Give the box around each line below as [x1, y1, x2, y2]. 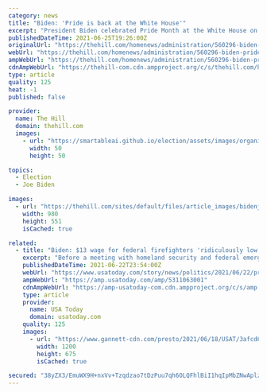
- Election [15, 173, 52, 181]
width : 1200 [37, 343, 77, 351]
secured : [8, 371, 37, 380]
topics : [8, 166, 34, 174]
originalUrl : [8, 41, 52, 49]
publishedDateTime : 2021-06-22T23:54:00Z [22, 262, 161, 270]
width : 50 [29, 144, 62, 152]
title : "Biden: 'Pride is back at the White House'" [8, 19, 187, 27]
